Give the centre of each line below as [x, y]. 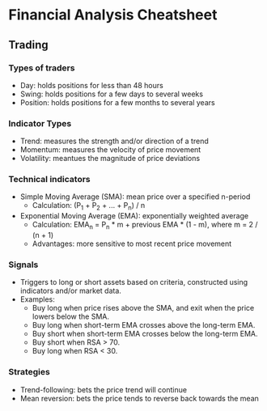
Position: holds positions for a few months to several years [118, 102]
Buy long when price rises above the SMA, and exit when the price [143, 308]
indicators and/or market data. [70, 291]
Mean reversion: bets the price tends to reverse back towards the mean [139, 398]
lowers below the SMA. [71, 316]
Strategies [29, 372]
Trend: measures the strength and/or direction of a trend [114, 141]
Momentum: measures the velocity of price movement [110, 150]
